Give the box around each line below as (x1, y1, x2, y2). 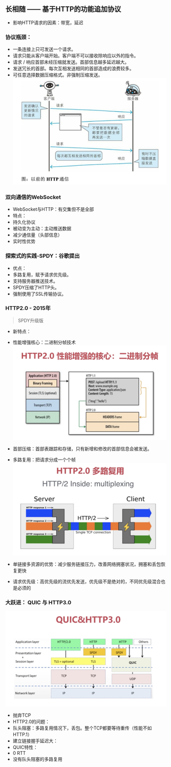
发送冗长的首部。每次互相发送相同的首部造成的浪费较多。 (12, 66, 134, 72)
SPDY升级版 (17, 317, 44, 323)
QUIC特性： (12, 744, 38, 751)
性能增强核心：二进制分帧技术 (12, 339, 76, 345)
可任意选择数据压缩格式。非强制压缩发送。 (12, 72, 103, 78)
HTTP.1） (12, 732, 32, 738)
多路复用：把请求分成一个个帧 (12, 457, 76, 463)
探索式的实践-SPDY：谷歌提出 (5, 252, 80, 260)
